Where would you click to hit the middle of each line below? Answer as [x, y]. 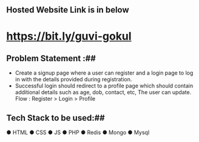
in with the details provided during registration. [73, 79]
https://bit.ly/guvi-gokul [69, 36]
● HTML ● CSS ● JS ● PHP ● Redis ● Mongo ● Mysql [78, 132]
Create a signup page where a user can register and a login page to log [104, 73]
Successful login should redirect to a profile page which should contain [104, 86]
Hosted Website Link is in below [68, 10]
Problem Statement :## [51, 58]
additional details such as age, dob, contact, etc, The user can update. [103, 92]
